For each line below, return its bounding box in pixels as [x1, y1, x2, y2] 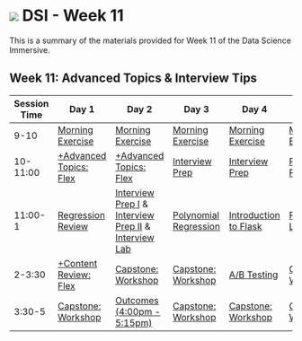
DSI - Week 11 [22, 5, 124, 26]
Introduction [228, 208, 280, 221]
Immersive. [9, 44, 51, 55]
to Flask [228, 220, 262, 232]
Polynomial [172, 208, 220, 221]
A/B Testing [228, 268, 279, 281]
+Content [58, 257, 98, 269]
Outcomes [115, 293, 159, 306]
